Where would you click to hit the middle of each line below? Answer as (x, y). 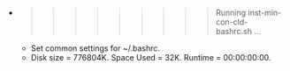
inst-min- (264, 13)
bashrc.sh (233, 31)
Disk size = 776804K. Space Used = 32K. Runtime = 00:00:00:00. (151, 57)
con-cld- (232, 22)
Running (231, 13)
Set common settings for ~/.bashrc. (95, 48)
